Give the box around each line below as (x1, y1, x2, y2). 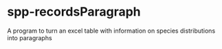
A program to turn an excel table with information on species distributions (7, 27, 216, 35)
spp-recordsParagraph (7, 4, 141, 20)
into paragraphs (7, 33, 53, 42)
